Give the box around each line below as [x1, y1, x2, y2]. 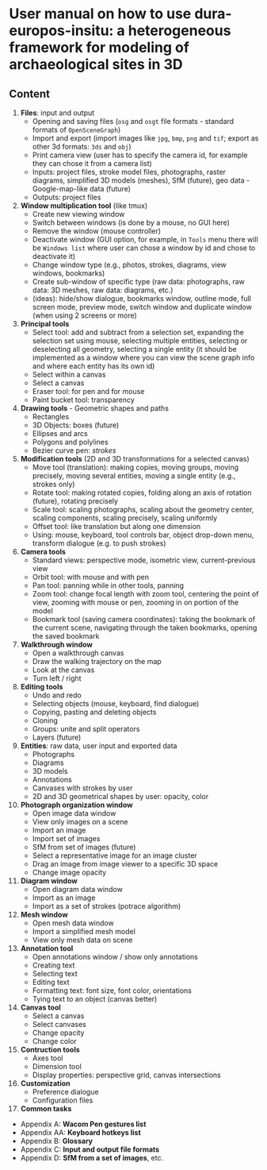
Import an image [32, 825, 86, 835]
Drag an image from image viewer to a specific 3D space [32, 859, 219, 868]
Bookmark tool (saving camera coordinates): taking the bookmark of [32, 615, 256, 624]
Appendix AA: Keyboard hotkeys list [20, 1128, 141, 1137]
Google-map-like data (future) [32, 184, 132, 193]
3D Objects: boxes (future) [32, 420, 120, 430]
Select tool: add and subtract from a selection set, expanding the [32, 327, 244, 337]
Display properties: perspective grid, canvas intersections [32, 1070, 221, 1079]
